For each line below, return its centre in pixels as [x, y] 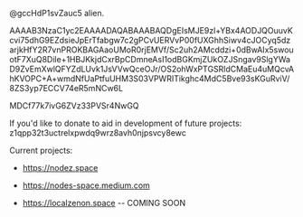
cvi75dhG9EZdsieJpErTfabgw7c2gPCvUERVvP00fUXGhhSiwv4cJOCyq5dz [150, 40]
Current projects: [41, 150]
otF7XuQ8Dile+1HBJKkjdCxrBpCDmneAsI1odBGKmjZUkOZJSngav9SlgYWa [150, 59]
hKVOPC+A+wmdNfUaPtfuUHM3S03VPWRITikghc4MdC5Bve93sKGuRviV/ [150, 79]
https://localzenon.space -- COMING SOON [104, 203]
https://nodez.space [60, 168]
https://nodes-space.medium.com [86, 185]
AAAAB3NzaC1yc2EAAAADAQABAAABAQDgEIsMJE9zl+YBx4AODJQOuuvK [151, 30]
